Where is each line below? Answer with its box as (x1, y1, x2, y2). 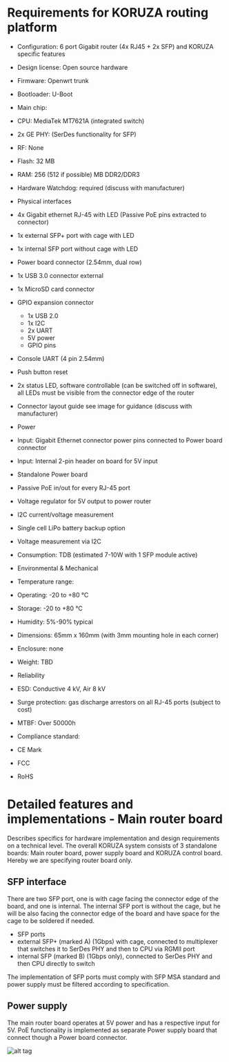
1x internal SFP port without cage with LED (17, 244, 139, 253)
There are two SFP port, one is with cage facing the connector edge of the (7, 894, 219, 903)
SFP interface (7, 876, 67, 888)
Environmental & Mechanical (17, 563, 99, 572)
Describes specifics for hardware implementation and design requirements (7, 834, 220, 842)
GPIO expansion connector (17, 298, 94, 306)
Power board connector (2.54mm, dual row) (17, 258, 143, 266)
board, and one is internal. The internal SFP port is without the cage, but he (7, 902, 221, 910)
